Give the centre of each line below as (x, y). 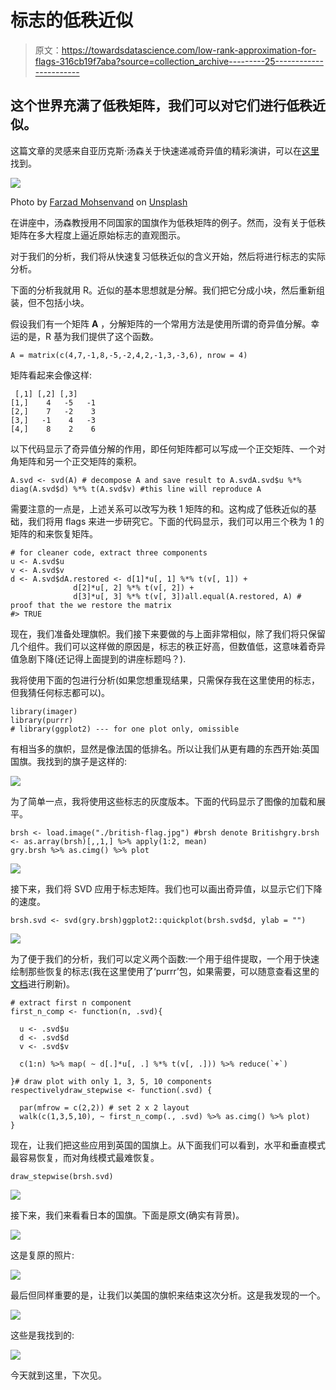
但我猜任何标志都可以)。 (60, 692)
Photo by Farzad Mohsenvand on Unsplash (99, 202)
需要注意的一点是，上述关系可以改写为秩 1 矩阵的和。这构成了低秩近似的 (159, 508)
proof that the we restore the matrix (91, 605)
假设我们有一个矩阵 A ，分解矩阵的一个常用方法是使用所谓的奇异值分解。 (161, 323)
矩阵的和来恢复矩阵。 (54, 533)
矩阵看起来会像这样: (51, 375)
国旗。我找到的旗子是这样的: (69, 761)
